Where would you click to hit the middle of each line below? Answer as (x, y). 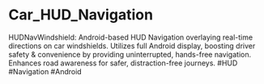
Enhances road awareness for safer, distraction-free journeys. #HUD (123, 63)
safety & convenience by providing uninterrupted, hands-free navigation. (130, 54)
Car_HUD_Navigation (81, 15)
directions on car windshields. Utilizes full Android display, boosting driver (132, 45)
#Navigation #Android (45, 71)
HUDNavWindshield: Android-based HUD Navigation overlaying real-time (131, 37)
